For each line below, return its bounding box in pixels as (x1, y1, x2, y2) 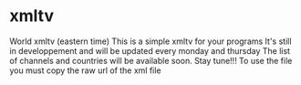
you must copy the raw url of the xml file (9, 65, 161, 76)
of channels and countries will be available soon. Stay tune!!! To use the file (9, 55, 293, 66)
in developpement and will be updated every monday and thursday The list (9, 45, 290, 56)
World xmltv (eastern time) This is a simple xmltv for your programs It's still (9, 36, 292, 47)
